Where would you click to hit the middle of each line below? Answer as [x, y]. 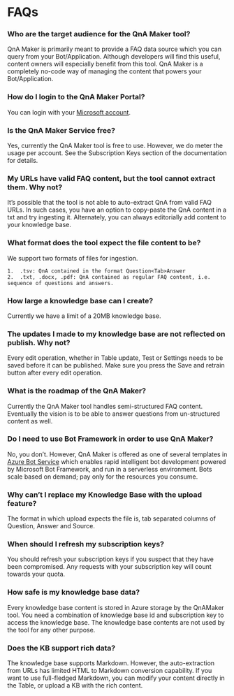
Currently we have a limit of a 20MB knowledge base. [84, 316]
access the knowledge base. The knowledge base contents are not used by [116, 622]
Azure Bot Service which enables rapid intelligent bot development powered [117, 461]
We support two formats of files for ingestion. [73, 258]
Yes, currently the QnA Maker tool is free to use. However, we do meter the [115, 146]
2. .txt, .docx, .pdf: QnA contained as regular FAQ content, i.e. [109, 277]
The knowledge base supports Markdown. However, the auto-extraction [111, 663]
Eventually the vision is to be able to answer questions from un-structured [114, 414]
